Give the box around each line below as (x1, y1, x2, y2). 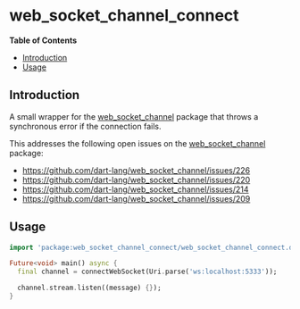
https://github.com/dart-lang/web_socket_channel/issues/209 (21, 193, 251, 204)
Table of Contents (9, 35, 78, 46)
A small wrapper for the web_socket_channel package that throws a (9, 111, 259, 121)
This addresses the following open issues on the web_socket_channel (9, 138, 266, 148)
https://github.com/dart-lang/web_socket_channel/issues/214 (21, 184, 249, 195)
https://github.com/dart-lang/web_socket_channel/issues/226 (21, 164, 251, 175)
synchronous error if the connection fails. (9, 121, 162, 131)
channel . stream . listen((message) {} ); (17, 283, 162, 293)
